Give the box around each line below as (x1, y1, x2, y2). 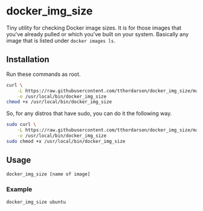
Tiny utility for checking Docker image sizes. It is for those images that (6, 24, 182, 31)
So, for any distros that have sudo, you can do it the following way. (6, 110, 172, 117)
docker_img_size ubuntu (6, 199, 66, 205)
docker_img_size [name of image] (6, 171, 91, 177)
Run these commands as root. (6, 71, 81, 78)
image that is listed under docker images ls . (6, 37, 116, 44)
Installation (6, 54, 50, 65)
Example (6, 185, 33, 194)
